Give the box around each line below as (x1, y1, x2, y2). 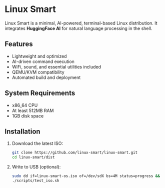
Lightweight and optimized (11, 53, 67, 59)
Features (4, 40, 33, 48)
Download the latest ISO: (11, 140, 63, 146)
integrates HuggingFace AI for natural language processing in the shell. (4, 25, 152, 31)
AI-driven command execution (11, 58, 74, 64)
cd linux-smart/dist (11, 155, 55, 160)
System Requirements (4, 89, 75, 97)
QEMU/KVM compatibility (11, 69, 64, 75)
